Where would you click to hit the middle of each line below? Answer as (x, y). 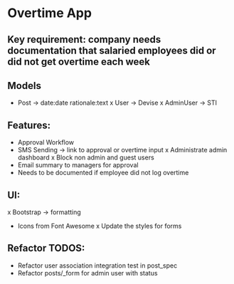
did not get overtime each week (79, 62)
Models (24, 86)
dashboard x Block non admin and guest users (86, 157)
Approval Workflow (46, 142)
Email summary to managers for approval (78, 165)
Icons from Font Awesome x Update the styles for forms (100, 226)
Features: (29, 125)
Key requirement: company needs (84, 40)
